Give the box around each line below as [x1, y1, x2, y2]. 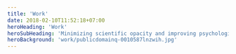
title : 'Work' [7, 10, 49, 18]
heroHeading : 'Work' [7, 23, 68, 30]
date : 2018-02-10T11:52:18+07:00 [7, 17, 105, 24]
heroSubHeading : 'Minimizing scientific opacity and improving [7, 29, 197, 37]
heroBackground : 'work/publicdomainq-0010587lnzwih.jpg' [7, 36, 178, 43]
